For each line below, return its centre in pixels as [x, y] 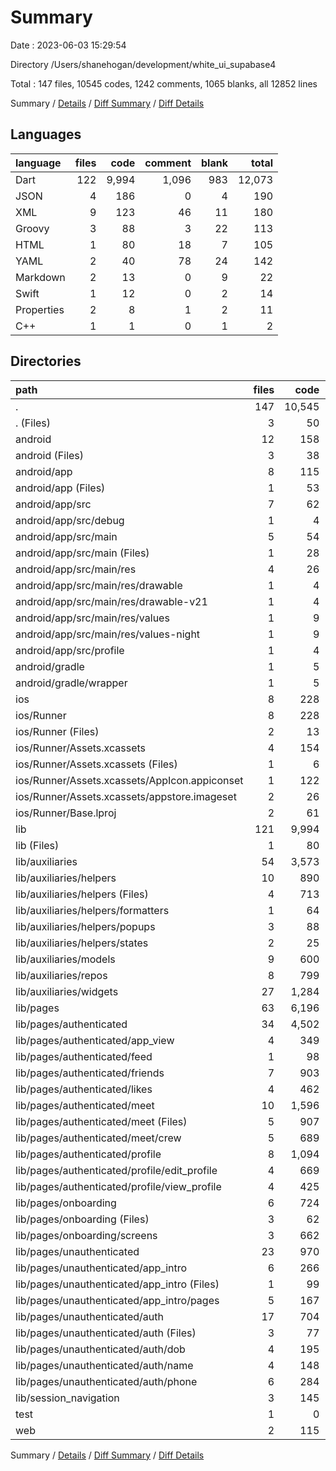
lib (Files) [37, 845]
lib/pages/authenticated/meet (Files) [101, 1121]
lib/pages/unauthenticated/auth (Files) [106, 1333]
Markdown [40, 277]
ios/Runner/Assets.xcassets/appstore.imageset [126, 796]
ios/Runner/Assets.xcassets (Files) [96, 764]
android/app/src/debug [70, 520]
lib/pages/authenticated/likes [84, 1089]
